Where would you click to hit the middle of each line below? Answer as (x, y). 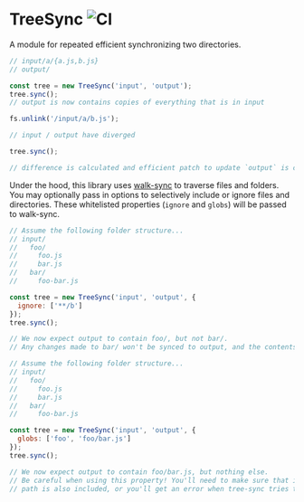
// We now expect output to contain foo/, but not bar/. (119, 339)
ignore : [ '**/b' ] (50, 306)
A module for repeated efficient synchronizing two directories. (125, 44)
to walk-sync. (35, 213)
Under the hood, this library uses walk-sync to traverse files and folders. (144, 185)
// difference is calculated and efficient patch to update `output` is (149, 167)
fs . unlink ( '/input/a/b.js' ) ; (64, 119)
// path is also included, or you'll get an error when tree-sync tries (149, 488)
